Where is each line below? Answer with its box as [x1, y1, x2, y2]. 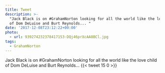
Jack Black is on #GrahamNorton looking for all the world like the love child [5, 57, 157, 63]
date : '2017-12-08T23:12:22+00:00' [5, 25, 78, 30]
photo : [5, 30, 19, 35]
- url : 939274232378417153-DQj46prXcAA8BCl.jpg [9, 35, 109, 40]
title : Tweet [5, 7, 32, 12]
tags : [5, 39, 16, 44]
